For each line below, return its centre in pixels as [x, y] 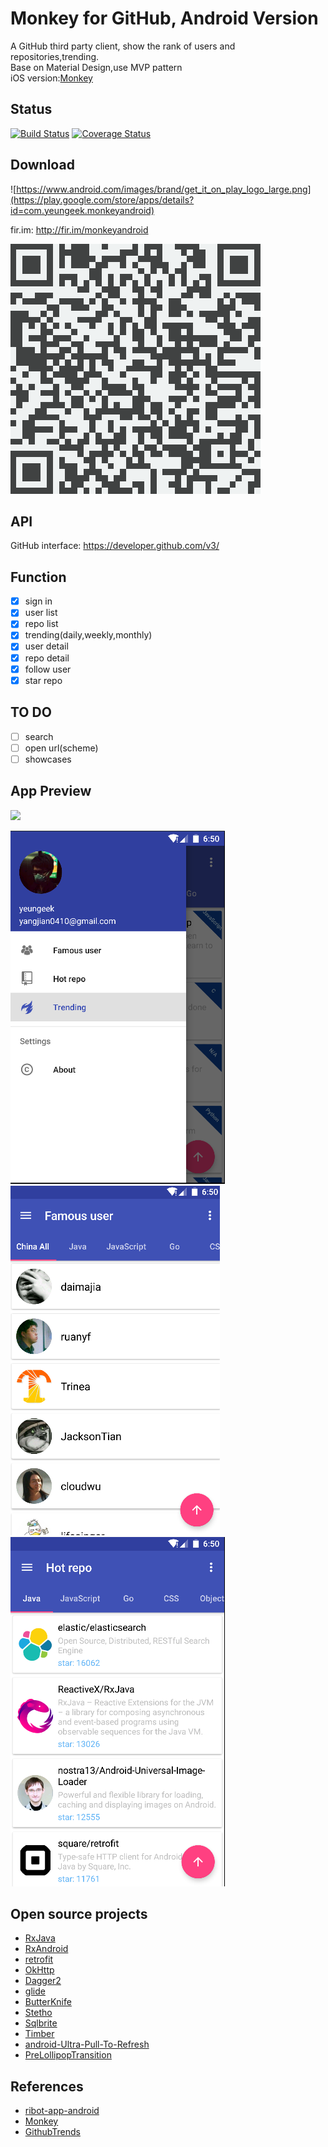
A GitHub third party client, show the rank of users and [123, 46]
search [39, 736]
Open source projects [79, 1913]
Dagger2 [43, 1981]
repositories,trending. [55, 56]
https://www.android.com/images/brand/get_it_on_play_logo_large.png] [164, 189]
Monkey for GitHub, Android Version [164, 18]
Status [31, 109]
